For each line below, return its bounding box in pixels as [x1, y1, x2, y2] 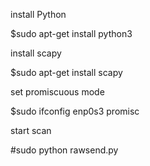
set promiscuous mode [10, 86, 105, 98]
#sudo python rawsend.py [10, 144, 119, 156]
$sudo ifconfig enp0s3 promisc [10, 105, 140, 117]
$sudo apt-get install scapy [10, 67, 123, 78]
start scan [10, 125, 52, 136]
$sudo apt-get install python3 [10, 28, 133, 39]
